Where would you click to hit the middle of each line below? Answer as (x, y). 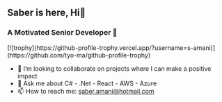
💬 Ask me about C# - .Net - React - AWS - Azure (87, 83)
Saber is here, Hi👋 (47, 13)
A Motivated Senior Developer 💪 (62, 33)
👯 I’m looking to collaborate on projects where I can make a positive (114, 68)
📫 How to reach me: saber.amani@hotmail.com (86, 91)
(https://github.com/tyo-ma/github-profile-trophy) (79, 55)
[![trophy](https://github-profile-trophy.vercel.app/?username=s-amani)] (111, 48)
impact (27, 76)
